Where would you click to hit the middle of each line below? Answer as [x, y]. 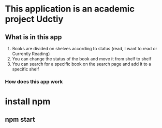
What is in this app [33, 37]
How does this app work [34, 82]
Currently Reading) [31, 54]
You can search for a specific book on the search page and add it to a [81, 64]
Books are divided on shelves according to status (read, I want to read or [84, 49]
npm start [20, 119]
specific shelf [26, 69]
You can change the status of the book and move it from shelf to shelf [81, 59]
